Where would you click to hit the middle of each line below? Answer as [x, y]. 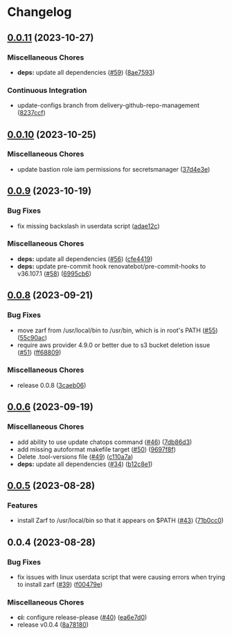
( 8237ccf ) [32, 113]
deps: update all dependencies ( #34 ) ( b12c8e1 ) [85, 464]
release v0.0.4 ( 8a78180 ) [53, 625]
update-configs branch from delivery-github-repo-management [108, 105]
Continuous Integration [47, 90]
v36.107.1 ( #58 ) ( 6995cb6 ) [54, 274]
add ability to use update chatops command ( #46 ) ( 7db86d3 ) [105, 442]
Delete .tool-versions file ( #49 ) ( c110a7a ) [75, 456]
